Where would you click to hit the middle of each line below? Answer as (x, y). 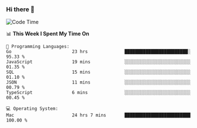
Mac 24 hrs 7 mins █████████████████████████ (98, 115)
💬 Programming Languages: (38, 47)
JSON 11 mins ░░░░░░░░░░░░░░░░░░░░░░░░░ (98, 82)
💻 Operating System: (32, 109)
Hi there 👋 (21, 9)
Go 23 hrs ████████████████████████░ (98, 52)
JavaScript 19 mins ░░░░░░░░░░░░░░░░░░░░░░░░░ (98, 62)
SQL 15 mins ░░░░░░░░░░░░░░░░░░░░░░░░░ (98, 72)
